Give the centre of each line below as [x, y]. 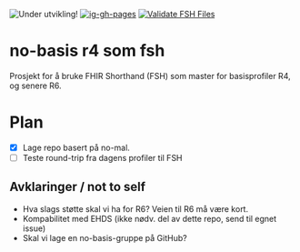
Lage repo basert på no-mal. [76, 147]
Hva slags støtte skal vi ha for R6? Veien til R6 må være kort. [135, 208]
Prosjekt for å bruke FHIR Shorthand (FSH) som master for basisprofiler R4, [150, 76]
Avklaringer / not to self [78, 187]
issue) [34, 228]
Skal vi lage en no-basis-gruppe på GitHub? [105, 237]
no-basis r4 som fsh [87, 51]
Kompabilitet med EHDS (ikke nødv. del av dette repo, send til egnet [150, 218]
